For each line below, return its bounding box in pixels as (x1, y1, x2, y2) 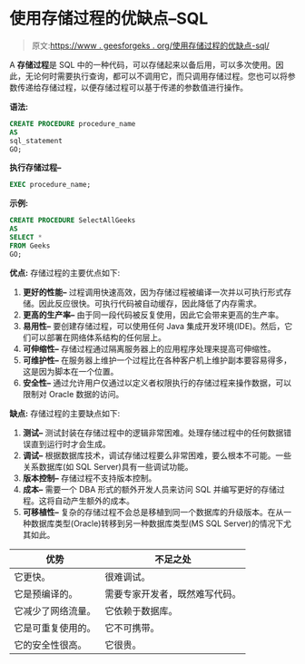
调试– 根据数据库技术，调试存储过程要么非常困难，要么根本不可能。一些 (22, 450, 292, 461)
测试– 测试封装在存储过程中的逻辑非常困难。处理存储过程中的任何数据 (22, 427, 284, 438)
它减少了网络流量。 (14, 604, 97, 617)
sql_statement (9, 136, 64, 145)
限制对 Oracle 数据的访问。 (22, 388, 124, 399)
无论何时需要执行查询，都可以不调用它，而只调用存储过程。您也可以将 (25, 70, 288, 82)
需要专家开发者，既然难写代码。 (104, 587, 242, 600)
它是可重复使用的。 (14, 621, 97, 634)
